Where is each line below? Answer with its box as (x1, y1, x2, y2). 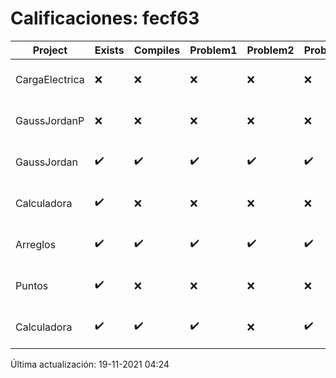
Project (32, 43, 68, 57)
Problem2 (246, 43, 295, 57)
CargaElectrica (15, 72, 85, 86)
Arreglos (15, 237, 57, 251)
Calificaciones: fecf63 (10, 7, 200, 30)
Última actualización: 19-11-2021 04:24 (10, 358, 170, 370)
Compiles (133, 43, 181, 57)
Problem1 (189, 43, 238, 57)
